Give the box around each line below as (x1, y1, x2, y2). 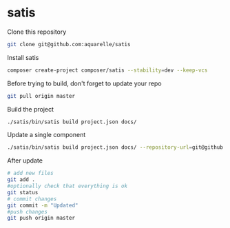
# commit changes (7, 195, 57, 203)
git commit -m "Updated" (7, 202, 79, 209)
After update (7, 156, 43, 165)
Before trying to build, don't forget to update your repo (7, 79, 162, 87)
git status (7, 189, 39, 196)
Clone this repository (7, 28, 67, 36)
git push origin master (7, 215, 76, 222)
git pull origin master (7, 92, 76, 99)
